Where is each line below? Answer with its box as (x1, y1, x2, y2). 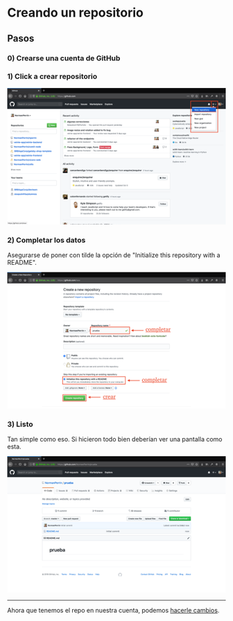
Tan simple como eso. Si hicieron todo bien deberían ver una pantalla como (7, 435, 223, 444)
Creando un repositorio (7, 5, 144, 21)
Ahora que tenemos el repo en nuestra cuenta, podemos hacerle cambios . (7, 606, 220, 615)
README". (7, 259, 37, 267)
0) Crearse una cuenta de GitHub (7, 53, 121, 63)
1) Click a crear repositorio (7, 71, 98, 81)
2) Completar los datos (7, 235, 86, 245)
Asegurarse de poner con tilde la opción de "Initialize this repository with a (7, 251, 221, 259)
